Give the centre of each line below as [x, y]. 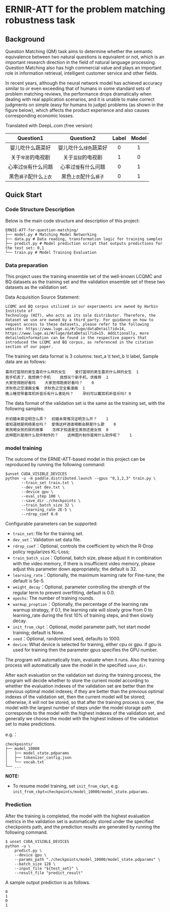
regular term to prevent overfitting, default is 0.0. [64, 593]
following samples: [25, 408]
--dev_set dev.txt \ [43, 487]
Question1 [31, 138]
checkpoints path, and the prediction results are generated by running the [83, 827]
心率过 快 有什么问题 [31, 167]
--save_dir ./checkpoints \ [51, 501]
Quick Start [24, 195]
